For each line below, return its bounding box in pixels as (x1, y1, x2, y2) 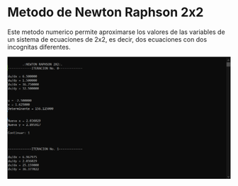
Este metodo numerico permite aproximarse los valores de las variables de (7, 28, 225, 36)
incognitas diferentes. (7, 42, 71, 51)
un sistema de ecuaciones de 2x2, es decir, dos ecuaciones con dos (7, 35, 208, 43)
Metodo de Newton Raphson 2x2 (7, 4, 204, 21)
